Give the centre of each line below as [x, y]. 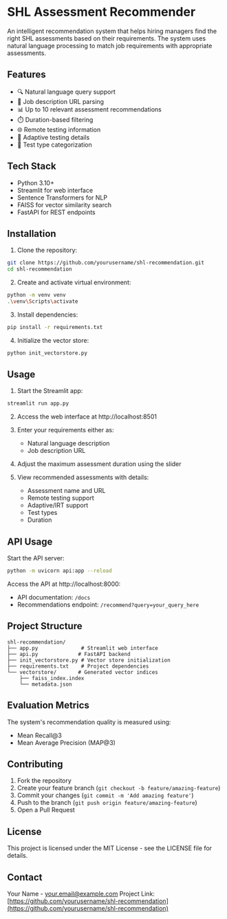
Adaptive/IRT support [58, 505]
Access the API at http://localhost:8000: [64, 584]
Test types [42, 513]
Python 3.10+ [36, 182]
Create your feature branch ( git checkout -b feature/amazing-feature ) [119, 788]
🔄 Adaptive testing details [53, 137]
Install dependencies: [47, 315]
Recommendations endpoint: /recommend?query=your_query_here [108, 604]
